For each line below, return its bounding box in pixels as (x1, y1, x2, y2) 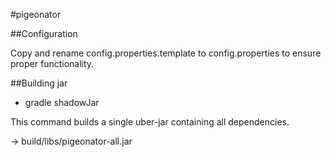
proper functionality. (10, 58, 95, 69)
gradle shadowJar (24, 97, 100, 108)
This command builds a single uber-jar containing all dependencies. (10, 116, 290, 128)
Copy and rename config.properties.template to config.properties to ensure (10, 47, 322, 59)
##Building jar (10, 77, 68, 89)
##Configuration (10, 28, 78, 39)
